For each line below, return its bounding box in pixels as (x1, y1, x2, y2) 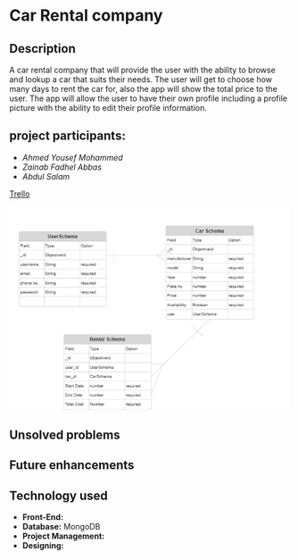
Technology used (9, 488, 109, 503)
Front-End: (21, 512, 64, 522)
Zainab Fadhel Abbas (21, 162, 103, 172)
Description (9, 41, 76, 56)
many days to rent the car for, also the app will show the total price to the (9, 84, 278, 94)
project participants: (9, 129, 127, 144)
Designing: (21, 540, 64, 551)
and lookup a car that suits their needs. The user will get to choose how (9, 74, 273, 85)
